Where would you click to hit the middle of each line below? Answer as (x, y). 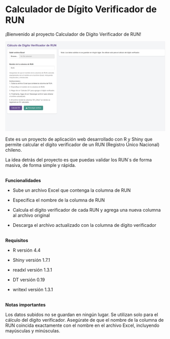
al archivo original (31, 215)
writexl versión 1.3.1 (33, 289)
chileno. (13, 150)
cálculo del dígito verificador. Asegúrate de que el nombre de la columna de (84, 320)
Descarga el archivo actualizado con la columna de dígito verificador (84, 225)
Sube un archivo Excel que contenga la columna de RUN (72, 190)
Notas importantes (25, 304)
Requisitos (17, 240)
